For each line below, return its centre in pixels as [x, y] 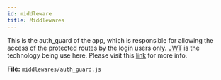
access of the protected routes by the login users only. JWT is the [103, 48]
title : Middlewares [36, 20]
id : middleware [30, 14]
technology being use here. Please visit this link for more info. [97, 55]
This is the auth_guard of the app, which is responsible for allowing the [110, 40]
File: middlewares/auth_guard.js [54, 69]
